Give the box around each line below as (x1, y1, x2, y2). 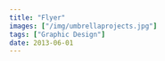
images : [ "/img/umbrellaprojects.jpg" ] (9, 22, 158, 30)
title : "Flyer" (9, 13, 66, 22)
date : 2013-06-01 (9, 38, 74, 48)
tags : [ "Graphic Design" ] (9, 30, 105, 39)
